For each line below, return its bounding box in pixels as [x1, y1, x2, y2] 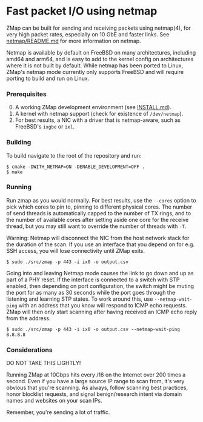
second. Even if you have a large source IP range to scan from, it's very [6, 378, 185, 385]
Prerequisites [6, 90, 47, 98]
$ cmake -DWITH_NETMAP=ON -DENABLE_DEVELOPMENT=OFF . [6, 164, 145, 170]
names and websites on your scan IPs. [6, 397, 102, 404]
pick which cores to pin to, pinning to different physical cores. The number [6, 203, 193, 210]
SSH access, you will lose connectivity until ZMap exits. [6, 247, 145, 254]
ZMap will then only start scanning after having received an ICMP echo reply [6, 308, 198, 315]
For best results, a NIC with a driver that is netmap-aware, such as [15, 116, 181, 124]
